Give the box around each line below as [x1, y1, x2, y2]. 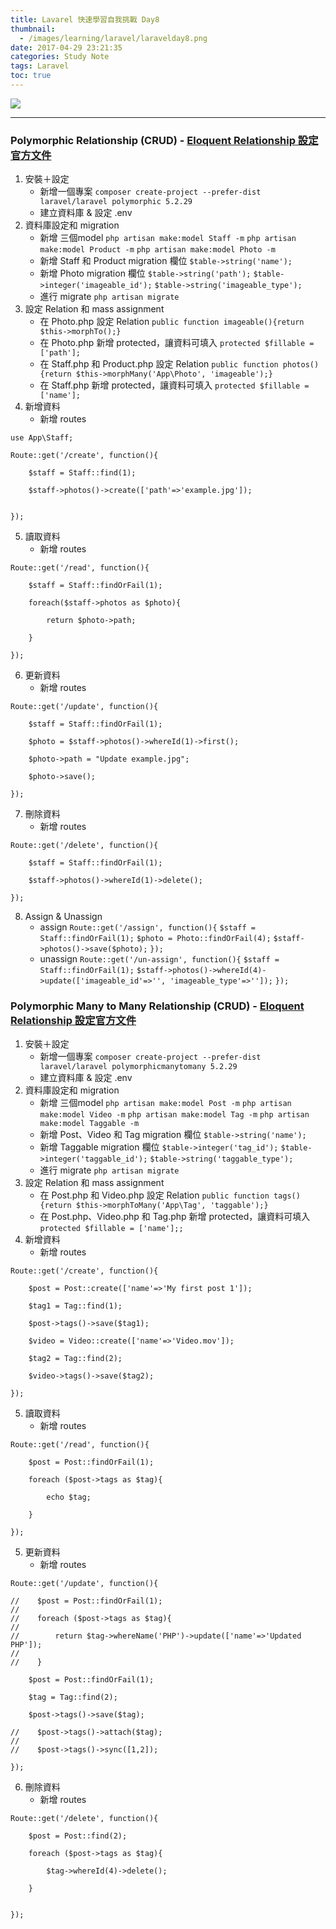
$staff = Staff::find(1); [28, 468, 137, 478]
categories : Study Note [10, 52, 110, 62]
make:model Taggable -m [39, 1119, 140, 1129]
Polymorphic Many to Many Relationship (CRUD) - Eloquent [10, 999, 305, 1013]
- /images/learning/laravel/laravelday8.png [19, 33, 208, 43]
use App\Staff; [10, 433, 74, 443]
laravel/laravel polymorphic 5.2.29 [39, 197, 193, 207]
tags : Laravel [10, 61, 70, 71]
